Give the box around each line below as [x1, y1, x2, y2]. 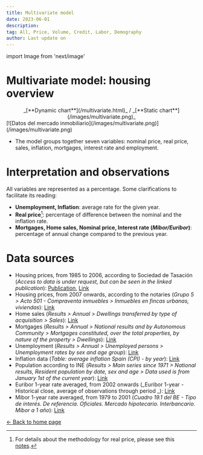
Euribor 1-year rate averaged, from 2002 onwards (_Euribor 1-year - [14, 381, 184, 388]
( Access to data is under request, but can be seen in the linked [14, 278, 172, 285]
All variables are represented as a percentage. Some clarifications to [6, 185, 177, 192]
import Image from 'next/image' [6, 53, 86, 60]
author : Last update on [6, 35, 66, 42]
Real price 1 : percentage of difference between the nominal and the [14, 210, 182, 218]
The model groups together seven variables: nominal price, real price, [14, 138, 189, 145]
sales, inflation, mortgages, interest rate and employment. [14, 144, 159, 151]
